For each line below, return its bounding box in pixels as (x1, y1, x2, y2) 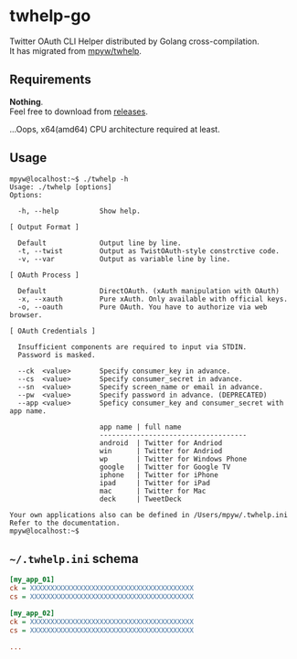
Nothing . (9, 96, 44, 107)
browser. (9, 310, 43, 320)
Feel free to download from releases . (9, 106, 148, 117)
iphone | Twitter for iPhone (99, 470, 219, 480)
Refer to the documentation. (9, 518, 121, 527)
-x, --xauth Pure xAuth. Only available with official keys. (17, 294, 288, 303)
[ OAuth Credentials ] (9, 326, 96, 335)
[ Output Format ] (9, 222, 80, 231)
